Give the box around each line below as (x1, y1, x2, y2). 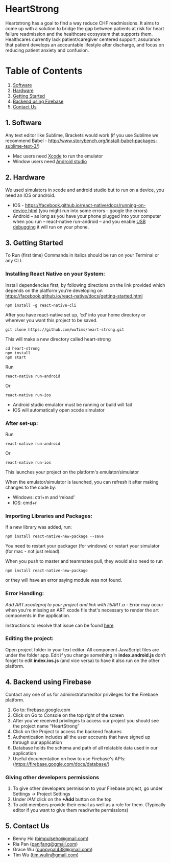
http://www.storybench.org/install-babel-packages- (48, 138, 158, 144)
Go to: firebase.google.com (12, 707, 70, 713)
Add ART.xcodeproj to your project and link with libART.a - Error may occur (5, 601, 164, 607)
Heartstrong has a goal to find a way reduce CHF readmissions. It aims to (5, 20, 159, 26)
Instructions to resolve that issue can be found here (5, 622, 114, 628)
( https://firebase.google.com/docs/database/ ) (12, 761, 110, 767)
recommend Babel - (5, 138, 47, 144)
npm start (5, 355, 27, 360)
